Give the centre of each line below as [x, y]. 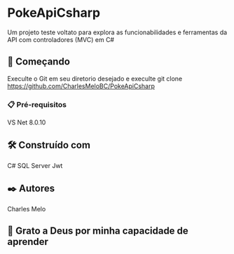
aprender [28, 242]
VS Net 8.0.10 [27, 122]
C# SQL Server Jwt [35, 165]
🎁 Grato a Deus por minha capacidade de [98, 231]
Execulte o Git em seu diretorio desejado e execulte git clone [95, 78]
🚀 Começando [39, 62]
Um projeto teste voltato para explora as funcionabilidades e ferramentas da [117, 32]
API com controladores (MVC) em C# [61, 39]
